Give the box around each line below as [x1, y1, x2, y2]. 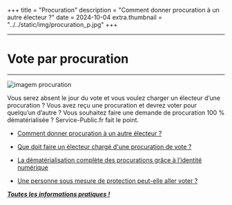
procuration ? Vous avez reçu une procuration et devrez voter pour [7, 101, 197, 109]
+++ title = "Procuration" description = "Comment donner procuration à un [7, 6, 220, 14]
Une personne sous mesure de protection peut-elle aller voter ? [17, 176, 198, 185]
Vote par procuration [7, 51, 129, 67]
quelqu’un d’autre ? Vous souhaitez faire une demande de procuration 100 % [7, 108, 225, 117]
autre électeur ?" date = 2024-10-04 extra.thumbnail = [7, 13, 163, 21]
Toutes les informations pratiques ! [7, 190, 110, 198]
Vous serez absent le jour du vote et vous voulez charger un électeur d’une [7, 93, 221, 102]
